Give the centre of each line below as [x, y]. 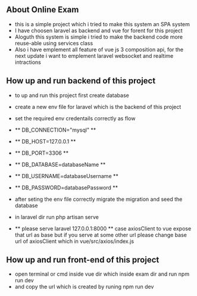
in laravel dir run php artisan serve [57, 217]
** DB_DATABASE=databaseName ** [60, 164]
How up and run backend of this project [81, 81]
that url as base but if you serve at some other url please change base [101, 235]
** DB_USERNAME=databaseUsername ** [67, 176]
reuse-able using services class [54, 43]
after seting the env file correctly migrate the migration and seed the [98, 199]
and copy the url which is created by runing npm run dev [84, 287]
